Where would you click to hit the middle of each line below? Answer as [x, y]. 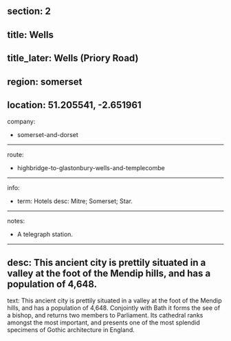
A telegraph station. [45, 234]
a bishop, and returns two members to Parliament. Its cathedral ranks [105, 316]
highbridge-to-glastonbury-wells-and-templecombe [91, 168]
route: [15, 155]
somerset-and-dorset [48, 135]
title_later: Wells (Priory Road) [73, 58]
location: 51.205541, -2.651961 [75, 105]
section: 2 [29, 11]
